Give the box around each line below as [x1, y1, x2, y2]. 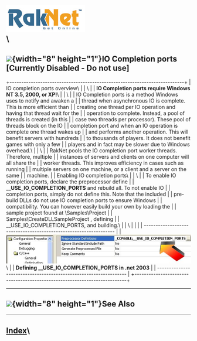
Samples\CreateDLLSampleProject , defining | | [6, 216, 120, 223]
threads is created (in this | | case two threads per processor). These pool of [6, 116, 191, 123]
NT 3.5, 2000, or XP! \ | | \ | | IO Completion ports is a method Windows [6, 91, 178, 98]
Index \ [6, 325, 30, 336]
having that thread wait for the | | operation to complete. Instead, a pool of [6, 110, 185, 117]
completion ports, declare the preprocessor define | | [6, 178, 134, 185]
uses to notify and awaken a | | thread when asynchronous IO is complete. [6, 97, 186, 104]
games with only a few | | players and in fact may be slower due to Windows [6, 141, 191, 148]
